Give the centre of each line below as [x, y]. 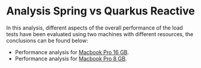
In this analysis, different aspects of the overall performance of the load [94, 28]
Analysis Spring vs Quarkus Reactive [100, 11]
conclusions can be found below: [47, 40]
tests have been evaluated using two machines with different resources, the [100, 34]
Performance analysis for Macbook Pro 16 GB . [72, 52]
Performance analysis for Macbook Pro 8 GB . [71, 58]
